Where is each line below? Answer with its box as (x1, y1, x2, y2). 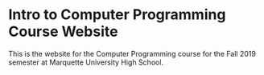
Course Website (8, 22, 118, 41)
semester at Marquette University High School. (8, 57, 163, 67)
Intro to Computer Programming (8, 6, 226, 24)
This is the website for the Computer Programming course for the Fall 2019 (8, 49, 256, 58)
